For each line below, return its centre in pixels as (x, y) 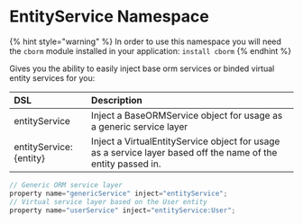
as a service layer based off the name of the (184, 152)
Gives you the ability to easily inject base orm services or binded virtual (142, 68)
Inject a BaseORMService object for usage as (187, 115)
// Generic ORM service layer (66, 185)
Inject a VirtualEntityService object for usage (186, 141)
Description (117, 100)
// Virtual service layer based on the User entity (108, 202)
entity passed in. (126, 164)
